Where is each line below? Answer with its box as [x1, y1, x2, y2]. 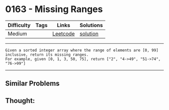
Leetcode [52, 30, 75, 37]
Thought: [5, 96, 35, 105]
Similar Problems [5, 79, 60, 88]
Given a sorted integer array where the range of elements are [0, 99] [5, 48, 158, 53]
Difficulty [8, 22, 31, 29]
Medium [8, 30, 27, 37]
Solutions [79, 22, 103, 29]
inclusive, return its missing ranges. [5, 52, 89, 57]
